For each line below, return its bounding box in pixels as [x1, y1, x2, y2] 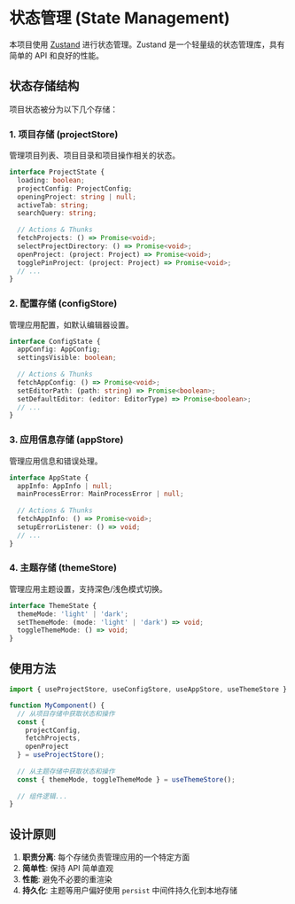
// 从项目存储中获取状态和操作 [17, 709, 115, 718]
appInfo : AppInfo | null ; [17, 481, 113, 490]
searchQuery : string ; [17, 209, 97, 218]
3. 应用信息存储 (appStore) [9, 433, 124, 446]
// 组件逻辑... [17, 791, 68, 800]
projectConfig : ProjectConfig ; [17, 183, 133, 193]
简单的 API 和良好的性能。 [9, 50, 105, 60]
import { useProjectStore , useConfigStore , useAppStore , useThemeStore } [9, 685, 288, 694]
